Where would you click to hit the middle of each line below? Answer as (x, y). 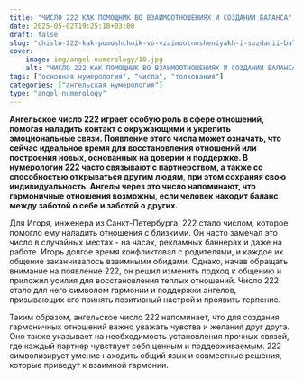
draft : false (34, 34)
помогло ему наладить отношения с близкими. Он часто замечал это (143, 232)
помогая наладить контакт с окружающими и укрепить (120, 128)
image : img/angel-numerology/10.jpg (95, 60)
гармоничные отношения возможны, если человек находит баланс (144, 196)
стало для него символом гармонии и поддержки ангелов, (123, 290)
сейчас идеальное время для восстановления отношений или (133, 148)
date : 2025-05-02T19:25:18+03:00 (72, 26)
